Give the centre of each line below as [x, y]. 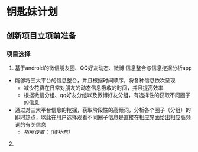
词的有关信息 [30, 124]
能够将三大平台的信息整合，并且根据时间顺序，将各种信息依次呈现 [95, 80]
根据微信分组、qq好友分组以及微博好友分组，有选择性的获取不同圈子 [107, 95]
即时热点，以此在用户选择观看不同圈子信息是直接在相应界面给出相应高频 [103, 117]
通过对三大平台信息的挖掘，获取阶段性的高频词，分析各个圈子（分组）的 [103, 110]
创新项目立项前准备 [41, 36]
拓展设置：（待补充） [48, 132]
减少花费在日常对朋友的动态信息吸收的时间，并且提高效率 [93, 87]
